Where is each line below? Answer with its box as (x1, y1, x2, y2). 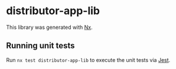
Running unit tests (6, 41, 75, 51)
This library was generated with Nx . (6, 24, 93, 31)
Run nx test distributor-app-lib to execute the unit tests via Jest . (6, 56, 171, 63)
